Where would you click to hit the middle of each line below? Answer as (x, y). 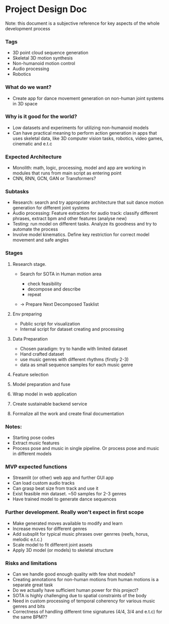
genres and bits (29, 606)
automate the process (35, 229)
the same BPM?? (30, 617)
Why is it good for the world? (41, 117)
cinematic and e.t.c (32, 144)
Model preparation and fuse (41, 384)
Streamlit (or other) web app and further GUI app (63, 478)
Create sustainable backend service (50, 404)
